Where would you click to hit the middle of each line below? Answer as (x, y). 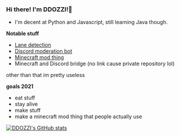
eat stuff (25, 98)
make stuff (28, 111)
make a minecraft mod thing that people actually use (78, 116)
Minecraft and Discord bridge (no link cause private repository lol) (94, 64)
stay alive (26, 104)
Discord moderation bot (43, 51)
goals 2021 (20, 86)
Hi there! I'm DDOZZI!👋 (39, 9)
